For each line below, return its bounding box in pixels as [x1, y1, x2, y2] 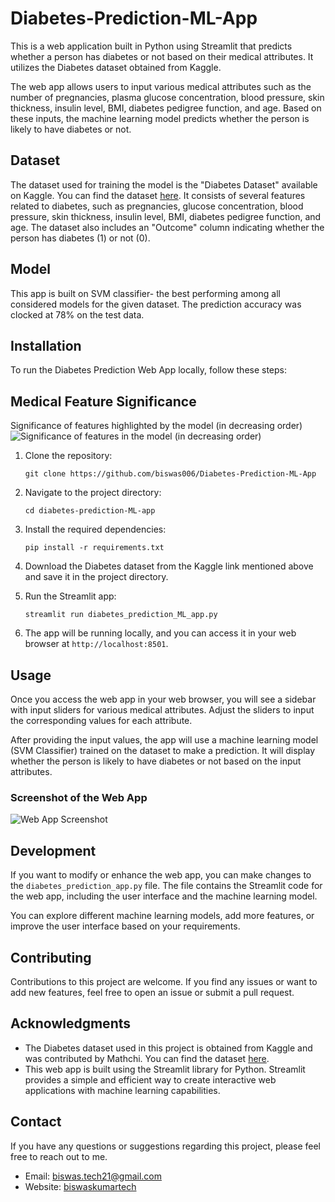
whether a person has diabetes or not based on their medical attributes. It [10, 50, 314, 62]
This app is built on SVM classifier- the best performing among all [10, 287, 282, 299]
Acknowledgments [10, 1015, 132, 1032]
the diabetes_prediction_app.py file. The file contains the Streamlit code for [10, 880, 323, 892]
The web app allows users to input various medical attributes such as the [10, 80, 312, 92]
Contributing [10, 949, 92, 966]
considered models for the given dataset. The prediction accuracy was [10, 298, 302, 310]
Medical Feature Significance [10, 393, 197, 410]
